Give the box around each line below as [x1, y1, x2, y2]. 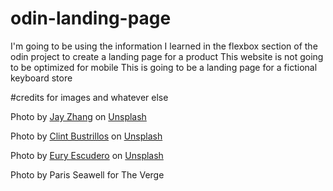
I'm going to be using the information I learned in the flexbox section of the [10, 40, 318, 52]
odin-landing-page [10, 7, 172, 30]
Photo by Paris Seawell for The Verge [10, 168, 165, 181]
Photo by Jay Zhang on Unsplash [10, 110, 147, 122]
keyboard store [10, 72, 73, 84]
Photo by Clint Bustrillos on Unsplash [10, 130, 163, 142]
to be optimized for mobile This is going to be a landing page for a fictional [10, 61, 318, 73]
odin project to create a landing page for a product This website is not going [10, 50, 324, 62]
